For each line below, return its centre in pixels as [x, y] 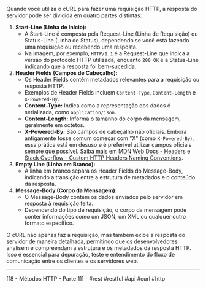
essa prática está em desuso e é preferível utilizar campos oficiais [108, 145]
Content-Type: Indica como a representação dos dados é [97, 106]
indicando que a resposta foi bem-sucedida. [80, 66]
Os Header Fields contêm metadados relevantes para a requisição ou [112, 80]
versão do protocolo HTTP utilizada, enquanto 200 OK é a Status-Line [112, 60]
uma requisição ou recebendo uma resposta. [81, 47]
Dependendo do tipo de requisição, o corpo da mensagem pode [105, 210]
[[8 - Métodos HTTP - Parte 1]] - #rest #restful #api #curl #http [86, 278]
